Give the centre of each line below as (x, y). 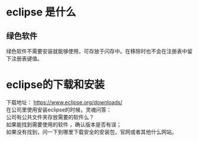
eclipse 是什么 (41, 12)
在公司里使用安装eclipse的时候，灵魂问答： (59, 110)
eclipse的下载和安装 (56, 85)
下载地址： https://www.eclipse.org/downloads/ (64, 102)
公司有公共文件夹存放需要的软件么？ (50, 117)
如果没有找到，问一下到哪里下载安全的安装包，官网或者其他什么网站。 (92, 132)
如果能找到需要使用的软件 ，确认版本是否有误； (64, 124)
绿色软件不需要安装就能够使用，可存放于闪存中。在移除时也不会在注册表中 (97, 51)
